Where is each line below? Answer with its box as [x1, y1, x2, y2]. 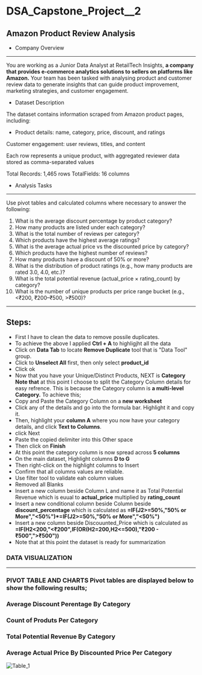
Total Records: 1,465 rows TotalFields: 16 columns [6, 170, 130, 177]
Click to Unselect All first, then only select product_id [14, 359, 149, 366]
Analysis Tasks [14, 182, 52, 189]
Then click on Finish [14, 442, 66, 449]
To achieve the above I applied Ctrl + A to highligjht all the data [14, 340, 171, 347]
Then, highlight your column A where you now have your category [14, 416, 180, 423]
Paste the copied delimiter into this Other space [14, 436, 133, 443]
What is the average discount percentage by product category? [14, 217, 173, 224]
